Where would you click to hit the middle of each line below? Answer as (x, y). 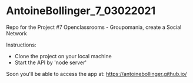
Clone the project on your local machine (63, 56)
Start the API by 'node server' (51, 62)
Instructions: (21, 45)
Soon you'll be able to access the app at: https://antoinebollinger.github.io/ (96, 74)
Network (17, 33)
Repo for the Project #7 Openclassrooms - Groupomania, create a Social (94, 27)
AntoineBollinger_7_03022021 (81, 11)
